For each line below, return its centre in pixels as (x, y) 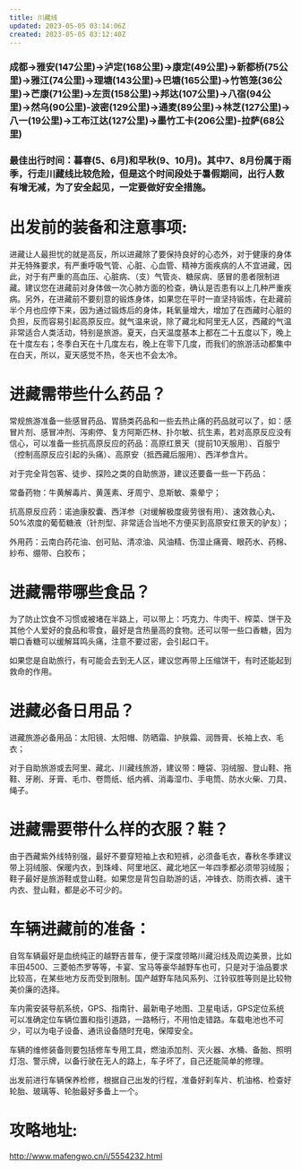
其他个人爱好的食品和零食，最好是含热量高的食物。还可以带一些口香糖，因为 (150, 630)
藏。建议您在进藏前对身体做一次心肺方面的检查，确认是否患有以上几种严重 (146, 288)
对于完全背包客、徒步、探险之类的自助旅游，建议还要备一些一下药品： (139, 474)
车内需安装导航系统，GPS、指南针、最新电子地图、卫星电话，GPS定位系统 (147, 1008)
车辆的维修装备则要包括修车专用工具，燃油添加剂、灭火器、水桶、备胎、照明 (150, 1049)
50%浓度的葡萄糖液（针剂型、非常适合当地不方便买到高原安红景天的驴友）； (149, 523)
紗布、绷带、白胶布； (48, 553)
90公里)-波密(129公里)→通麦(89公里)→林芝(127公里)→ (172, 107)
